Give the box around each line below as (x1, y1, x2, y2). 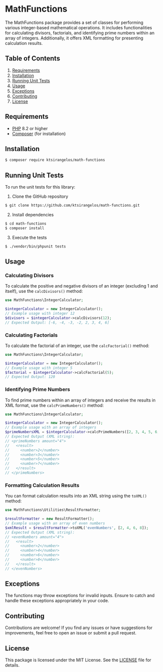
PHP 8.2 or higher (12, 125, 48, 131)
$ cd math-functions (5, 221, 47, 226)
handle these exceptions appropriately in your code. (5, 598, 109, 604)
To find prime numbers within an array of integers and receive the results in (5, 397, 156, 403)
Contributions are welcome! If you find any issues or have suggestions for (5, 625, 153, 631)
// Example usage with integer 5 (5, 365, 73, 370)
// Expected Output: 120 (5, 374, 55, 380)
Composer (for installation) (12, 131, 66, 136)
